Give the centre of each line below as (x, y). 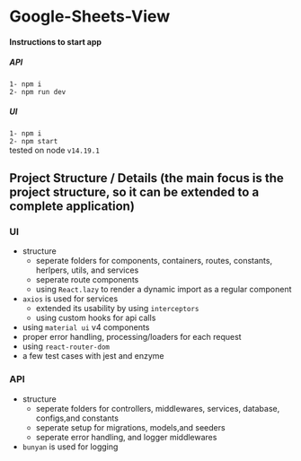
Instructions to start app (55, 41)
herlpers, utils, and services (87, 270)
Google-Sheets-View (90, 17)
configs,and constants (77, 418)
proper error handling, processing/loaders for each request (132, 337)
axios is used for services (70, 299)
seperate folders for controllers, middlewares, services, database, (158, 408)
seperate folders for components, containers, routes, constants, (154, 261)
